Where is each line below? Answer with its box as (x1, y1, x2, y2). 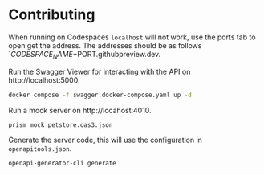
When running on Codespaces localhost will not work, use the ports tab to (8, 32, 256, 42)
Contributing (8, 6, 95, 24)
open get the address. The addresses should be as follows (8, 40, 202, 50)
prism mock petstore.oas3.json (8, 120, 113, 129)
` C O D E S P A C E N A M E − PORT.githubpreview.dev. (8, 49, 161, 61)
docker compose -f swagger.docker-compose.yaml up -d (8, 91, 193, 99)
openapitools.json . (8, 144, 72, 153)
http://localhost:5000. (8, 75, 80, 85)
